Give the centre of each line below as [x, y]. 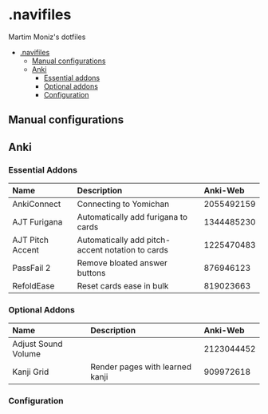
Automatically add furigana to [132, 217]
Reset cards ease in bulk [123, 286]
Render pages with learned [141, 367]
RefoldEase [33, 286]
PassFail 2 [32, 268]
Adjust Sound [37, 344]
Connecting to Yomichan [123, 204]
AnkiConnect [37, 204]
